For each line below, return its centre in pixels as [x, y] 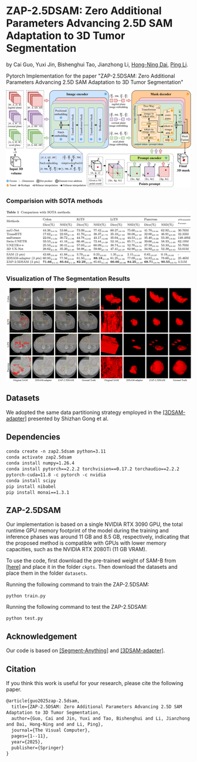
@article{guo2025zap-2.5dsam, [43, 701]
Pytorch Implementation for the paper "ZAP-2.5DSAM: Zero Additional [91, 76]
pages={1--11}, [30, 736]
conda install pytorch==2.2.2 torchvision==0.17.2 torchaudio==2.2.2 [93, 469]
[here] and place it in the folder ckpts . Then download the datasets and [92, 567]
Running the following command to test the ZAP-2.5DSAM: [77, 607]
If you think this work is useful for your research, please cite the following [95, 683]
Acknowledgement [42, 636]
